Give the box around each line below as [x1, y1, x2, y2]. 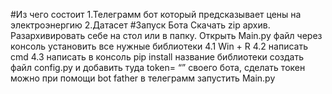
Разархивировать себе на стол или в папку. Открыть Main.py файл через [10, 30, 323, 41]
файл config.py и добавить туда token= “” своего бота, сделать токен [10, 62, 306, 73]
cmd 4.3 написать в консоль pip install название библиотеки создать [10, 51, 304, 63]
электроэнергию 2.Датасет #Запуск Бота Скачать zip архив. [10, 19, 271, 31]
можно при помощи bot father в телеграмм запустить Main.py [10, 72, 276, 84]
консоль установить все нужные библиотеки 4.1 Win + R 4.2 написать [10, 40, 308, 52]
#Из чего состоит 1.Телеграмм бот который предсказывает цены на [10, 9, 302, 20]
